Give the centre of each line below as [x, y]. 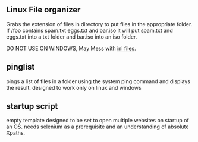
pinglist [21, 67]
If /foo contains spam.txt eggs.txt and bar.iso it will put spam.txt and [90, 30]
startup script [32, 106]
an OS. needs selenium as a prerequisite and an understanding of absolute [98, 127]
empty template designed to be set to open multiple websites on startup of [98, 121]
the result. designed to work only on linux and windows [74, 87]
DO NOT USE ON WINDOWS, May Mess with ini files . [71, 48]
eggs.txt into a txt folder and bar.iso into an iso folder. [72, 37]
